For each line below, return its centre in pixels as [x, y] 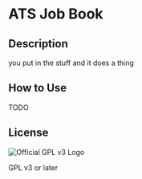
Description [38, 44]
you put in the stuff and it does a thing [71, 63]
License [28, 133]
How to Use [38, 88]
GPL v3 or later [33, 167]
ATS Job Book [56, 14]
